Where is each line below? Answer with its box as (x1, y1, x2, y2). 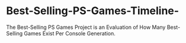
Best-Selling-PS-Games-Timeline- (6, 4, 179, 18)
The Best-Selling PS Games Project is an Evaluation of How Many (6, 24, 166, 31)
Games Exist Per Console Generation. (24, 29, 116, 37)
